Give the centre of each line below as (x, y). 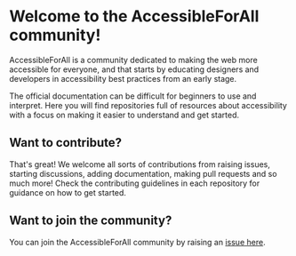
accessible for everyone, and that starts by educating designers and (134, 69)
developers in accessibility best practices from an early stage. (123, 78)
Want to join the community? (91, 221)
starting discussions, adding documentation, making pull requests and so (143, 173)
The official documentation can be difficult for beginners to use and (133, 96)
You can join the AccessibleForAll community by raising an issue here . (137, 242)
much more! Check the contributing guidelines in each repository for (135, 183)
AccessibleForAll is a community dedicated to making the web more (133, 60)
